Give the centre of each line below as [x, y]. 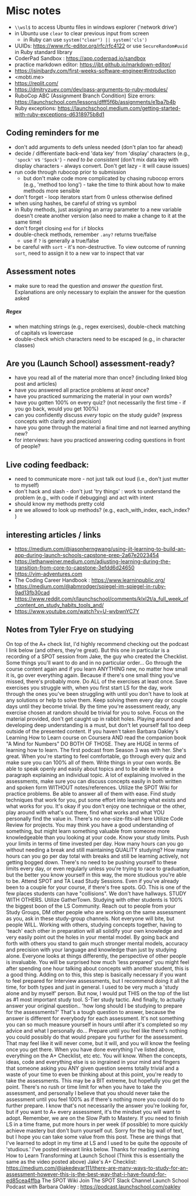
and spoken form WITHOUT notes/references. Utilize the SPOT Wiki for [92, 787]
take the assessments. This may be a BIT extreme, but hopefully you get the [98, 1080]
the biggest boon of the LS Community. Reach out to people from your [91, 906]
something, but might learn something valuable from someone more [88, 831]
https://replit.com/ [36, 83]
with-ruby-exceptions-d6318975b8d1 [59, 114]
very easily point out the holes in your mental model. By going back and [92, 937]
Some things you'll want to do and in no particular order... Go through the [94, 662]
